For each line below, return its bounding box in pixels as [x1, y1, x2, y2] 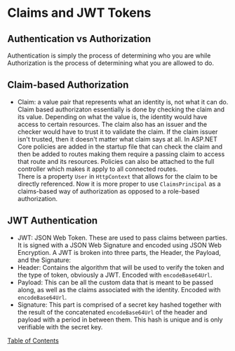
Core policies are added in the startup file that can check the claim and [17, 142, 223, 151]
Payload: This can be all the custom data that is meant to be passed [17, 278, 214, 287]
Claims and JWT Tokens [7, 5, 152, 21]
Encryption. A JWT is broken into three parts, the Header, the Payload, [17, 248, 221, 256]
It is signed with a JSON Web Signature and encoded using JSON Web [17, 240, 222, 249]
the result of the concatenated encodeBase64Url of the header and [17, 308, 208, 316]
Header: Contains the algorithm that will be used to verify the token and [17, 263, 224, 271]
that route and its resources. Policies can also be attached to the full [17, 157, 215, 165]
